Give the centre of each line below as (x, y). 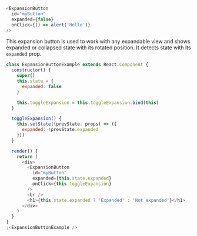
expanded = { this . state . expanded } (72, 178)
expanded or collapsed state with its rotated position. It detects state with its (98, 48)
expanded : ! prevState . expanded (60, 130)
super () (26, 76)
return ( (27, 156)
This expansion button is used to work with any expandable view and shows (98, 42)
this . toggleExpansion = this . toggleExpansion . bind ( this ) (88, 103)
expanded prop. (24, 54)
